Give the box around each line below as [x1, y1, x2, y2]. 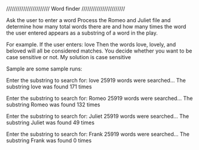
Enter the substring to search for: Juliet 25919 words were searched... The [6, 113, 189, 120]
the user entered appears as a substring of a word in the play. [6, 29, 158, 36]
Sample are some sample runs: [6, 65, 82, 72]
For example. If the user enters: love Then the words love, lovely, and [6, 41, 176, 48]
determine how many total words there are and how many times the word [6, 23, 186, 30]
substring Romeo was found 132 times [6, 101, 100, 108]
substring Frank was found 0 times [6, 137, 92, 144]
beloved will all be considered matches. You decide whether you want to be [6, 47, 192, 54]
